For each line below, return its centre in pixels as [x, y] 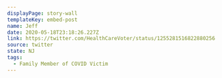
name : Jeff [23, 26]
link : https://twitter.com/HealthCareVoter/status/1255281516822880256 [111, 39]
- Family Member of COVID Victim [61, 64]
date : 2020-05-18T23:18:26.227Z [53, 32]
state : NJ [21, 52]
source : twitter [30, 45]
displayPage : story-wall [42, 13]
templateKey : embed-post [42, 20]
